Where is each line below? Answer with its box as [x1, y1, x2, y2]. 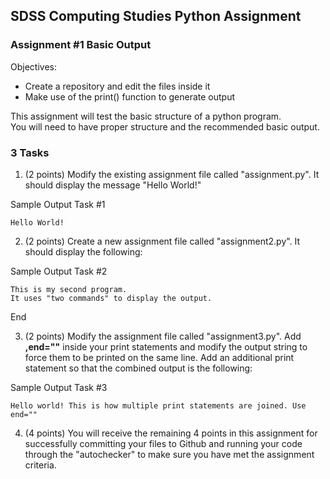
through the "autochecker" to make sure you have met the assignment [24, 448, 315, 460]
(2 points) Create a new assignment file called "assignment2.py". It [24, 235, 301, 247]
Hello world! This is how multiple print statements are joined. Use [10, 400, 307, 411]
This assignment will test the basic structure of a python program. [10, 110, 282, 122]
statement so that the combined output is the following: [24, 362, 253, 374]
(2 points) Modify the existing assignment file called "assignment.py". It [24, 168, 320, 180]
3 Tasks [10, 145, 50, 159]
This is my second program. [10, 284, 128, 294]
